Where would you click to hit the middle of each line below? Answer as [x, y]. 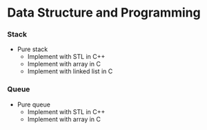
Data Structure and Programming [104, 13]
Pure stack [32, 49]
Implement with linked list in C [70, 71]
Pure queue [33, 104]
